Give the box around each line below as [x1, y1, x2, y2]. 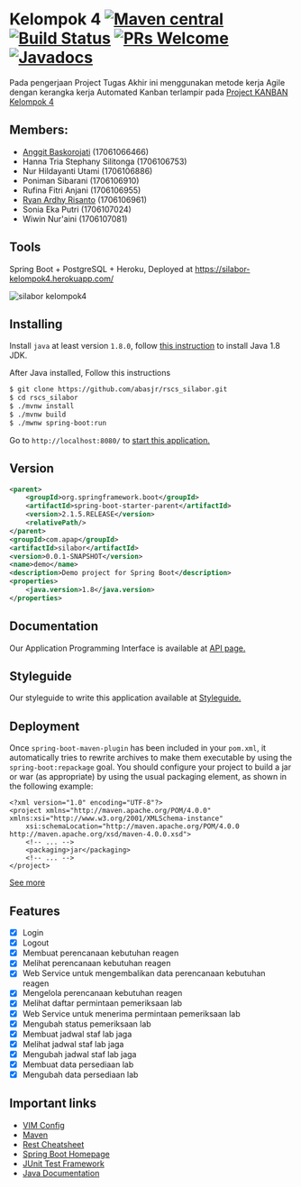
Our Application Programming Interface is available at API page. [9, 643, 246, 653]
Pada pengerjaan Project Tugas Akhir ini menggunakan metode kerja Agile [9, 77, 286, 87]
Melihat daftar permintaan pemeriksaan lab [22, 998, 183, 1009]
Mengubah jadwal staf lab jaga [22, 1048, 137, 1059]
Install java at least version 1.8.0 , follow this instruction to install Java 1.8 [9, 341, 281, 352]
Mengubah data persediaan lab [22, 1069, 139, 1080]
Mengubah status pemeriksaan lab [22, 1018, 151, 1029]
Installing [9, 316, 63, 332]
